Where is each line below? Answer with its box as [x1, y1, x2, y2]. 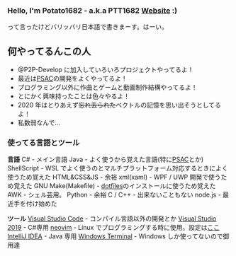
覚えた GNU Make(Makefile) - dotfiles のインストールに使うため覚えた [13, 182, 216, 190]
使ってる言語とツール [7, 138, 80, 148]
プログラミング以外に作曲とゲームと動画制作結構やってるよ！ [17, 83, 198, 92]
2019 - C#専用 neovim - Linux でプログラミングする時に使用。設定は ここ [7, 223, 220, 232]
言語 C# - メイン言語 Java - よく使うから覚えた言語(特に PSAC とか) [7, 155, 204, 164]
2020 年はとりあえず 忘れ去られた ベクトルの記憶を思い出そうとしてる [17, 101, 222, 110]
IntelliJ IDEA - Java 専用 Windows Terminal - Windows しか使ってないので [7, 232, 223, 240]
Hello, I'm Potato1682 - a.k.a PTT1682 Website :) [7, 6, 178, 16]
